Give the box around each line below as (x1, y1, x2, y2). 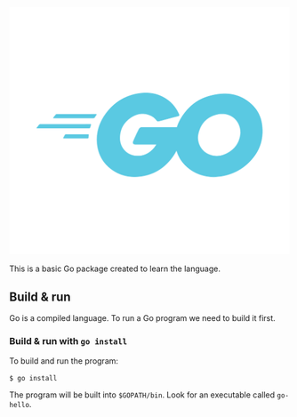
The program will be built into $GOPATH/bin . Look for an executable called (9, 389, 276, 400)
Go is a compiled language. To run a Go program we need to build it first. (9, 313, 276, 324)
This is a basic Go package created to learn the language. (9, 263, 221, 274)
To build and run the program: (9, 355, 118, 366)
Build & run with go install (9, 335, 127, 348)
